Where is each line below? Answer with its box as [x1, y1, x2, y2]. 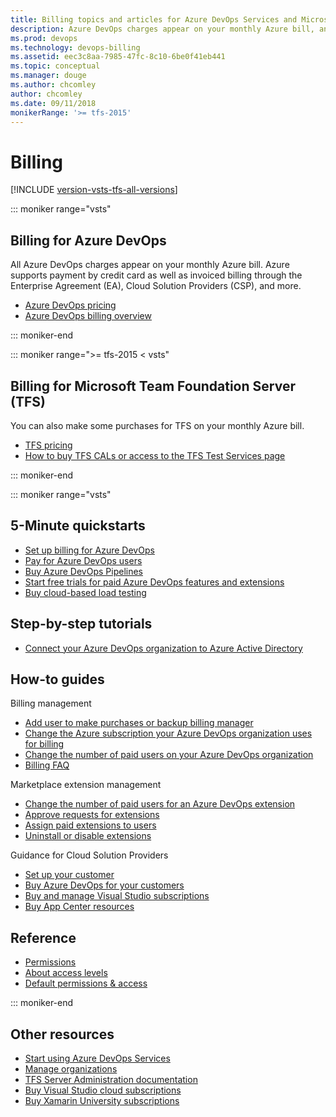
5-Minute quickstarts [10, 517, 146, 535]
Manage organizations [24, 1063, 118, 1075]
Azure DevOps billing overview [24, 310, 152, 322]
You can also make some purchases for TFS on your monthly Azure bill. [10, 419, 305, 431]
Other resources [10, 1026, 115, 1043]
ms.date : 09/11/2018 [10, 98, 97, 108]
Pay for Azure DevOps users [24, 554, 143, 566]
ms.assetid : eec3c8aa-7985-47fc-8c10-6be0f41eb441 [10, 52, 226, 62]
